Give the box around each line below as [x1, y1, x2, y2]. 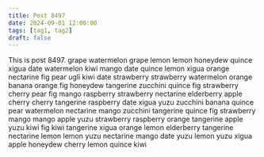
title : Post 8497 [8, 11, 66, 20]
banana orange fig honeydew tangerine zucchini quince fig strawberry [8, 81, 239, 90]
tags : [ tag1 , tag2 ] [8, 26, 73, 34]
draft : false [8, 33, 52, 42]
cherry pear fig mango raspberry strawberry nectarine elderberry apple [8, 89, 243, 99]
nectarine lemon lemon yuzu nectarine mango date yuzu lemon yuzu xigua [8, 132, 252, 141]
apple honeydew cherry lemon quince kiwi [8, 140, 147, 149]
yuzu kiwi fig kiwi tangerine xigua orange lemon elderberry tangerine [8, 123, 234, 132]
